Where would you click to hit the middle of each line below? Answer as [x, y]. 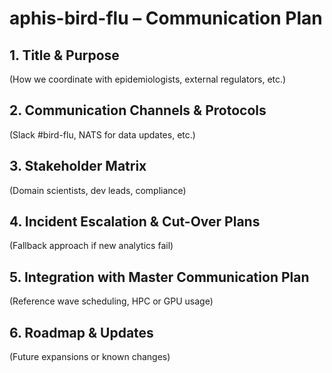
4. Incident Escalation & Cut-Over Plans [135, 222]
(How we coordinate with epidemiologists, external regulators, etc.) [148, 79]
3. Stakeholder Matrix [78, 166]
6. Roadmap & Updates [81, 332]
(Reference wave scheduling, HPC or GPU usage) [111, 301]
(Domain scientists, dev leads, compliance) [98, 190]
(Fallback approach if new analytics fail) [91, 246]
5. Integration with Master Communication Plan [159, 277]
